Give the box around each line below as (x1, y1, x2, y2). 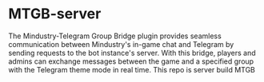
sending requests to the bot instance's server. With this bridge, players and (8, 48, 256, 57)
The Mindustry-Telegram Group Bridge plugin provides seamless (8, 31, 222, 41)
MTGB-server (8, 5, 102, 23)
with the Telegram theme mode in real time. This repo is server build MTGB (8, 64, 256, 74)
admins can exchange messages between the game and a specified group (8, 57, 254, 66)
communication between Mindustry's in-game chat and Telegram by (8, 39, 234, 49)
